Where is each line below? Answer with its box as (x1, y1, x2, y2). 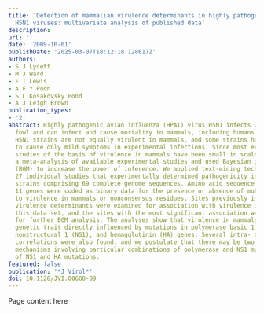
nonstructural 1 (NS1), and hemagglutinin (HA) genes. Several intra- (15, 231, 251, 239)
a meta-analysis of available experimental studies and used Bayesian (15, 158, 251, 166)
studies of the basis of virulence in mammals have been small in (15, 150, 237, 158)
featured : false (8, 260, 61, 268)
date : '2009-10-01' (8, 41, 72, 49)
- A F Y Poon (8, 84, 51, 93)
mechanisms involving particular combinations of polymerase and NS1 (15, 245, 247, 253)
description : (8, 26, 51, 34)
